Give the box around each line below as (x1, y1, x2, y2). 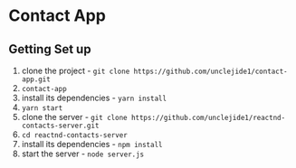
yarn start (21, 104, 63, 113)
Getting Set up (8, 42, 91, 57)
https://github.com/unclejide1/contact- (133, 67, 288, 76)
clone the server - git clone (21, 112, 128, 122)
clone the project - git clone (21, 65, 130, 76)
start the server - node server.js (21, 148, 145, 159)
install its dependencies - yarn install (21, 92, 167, 103)
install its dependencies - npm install (21, 139, 163, 149)
